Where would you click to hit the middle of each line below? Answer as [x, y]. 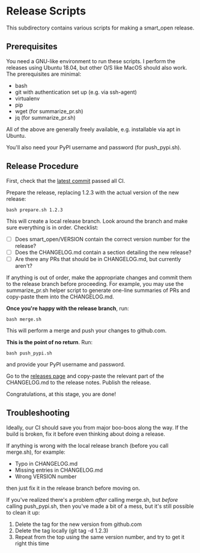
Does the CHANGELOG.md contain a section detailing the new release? [103, 252]
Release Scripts [46, 11]
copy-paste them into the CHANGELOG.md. [60, 297]
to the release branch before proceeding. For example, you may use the [95, 283]
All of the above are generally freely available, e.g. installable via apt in [93, 129]
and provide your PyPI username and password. [66, 364]
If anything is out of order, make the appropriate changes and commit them [99, 277]
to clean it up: [23, 512]
